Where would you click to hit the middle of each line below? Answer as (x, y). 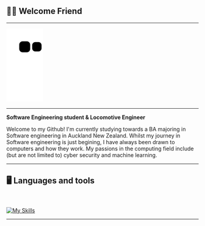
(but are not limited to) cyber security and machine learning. (82, 155)
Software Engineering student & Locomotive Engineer (76, 117)
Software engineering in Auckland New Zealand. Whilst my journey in (93, 136)
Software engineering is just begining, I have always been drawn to (91, 142)
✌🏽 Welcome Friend (44, 11)
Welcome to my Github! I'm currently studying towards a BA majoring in (96, 129)
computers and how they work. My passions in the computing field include (100, 148)
